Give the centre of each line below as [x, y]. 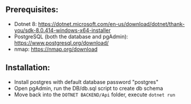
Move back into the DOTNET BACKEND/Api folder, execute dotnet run [95, 95]
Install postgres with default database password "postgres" [86, 82]
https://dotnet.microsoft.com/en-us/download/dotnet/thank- [111, 24]
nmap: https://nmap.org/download [56, 49]
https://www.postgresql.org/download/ [61, 43]
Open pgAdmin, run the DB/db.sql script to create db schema [88, 88]
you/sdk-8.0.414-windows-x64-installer [62, 30]
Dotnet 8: [25, 24]
